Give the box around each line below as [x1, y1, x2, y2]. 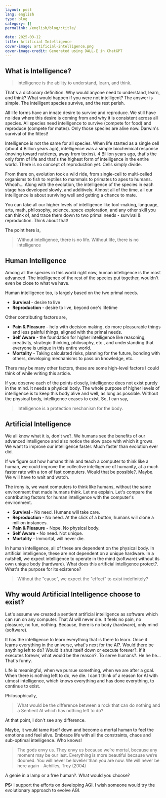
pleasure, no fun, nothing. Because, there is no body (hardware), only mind [5, 621, 158, 627]
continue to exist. [5, 683, 41, 689]
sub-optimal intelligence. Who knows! [5, 737, 83, 743]
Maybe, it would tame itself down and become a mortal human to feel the [5, 727, 154, 733]
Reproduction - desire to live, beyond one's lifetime [12, 305, 118, 310]
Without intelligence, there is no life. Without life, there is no [17, 237, 139, 243]
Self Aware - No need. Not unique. [12, 530, 83, 536]
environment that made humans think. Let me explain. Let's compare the [5, 489, 153, 495]
